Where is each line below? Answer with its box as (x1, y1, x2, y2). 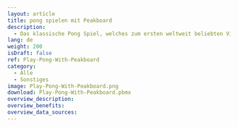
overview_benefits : (7, 102, 65, 109)
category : (7, 63, 37, 70)
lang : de (7, 37, 33, 44)
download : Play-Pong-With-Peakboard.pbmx (7, 89, 132, 96)
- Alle (13, 69, 33, 76)
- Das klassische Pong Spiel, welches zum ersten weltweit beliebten (13, 30, 223, 37)
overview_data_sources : (7, 109, 78, 116)
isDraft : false (7, 50, 52, 57)
